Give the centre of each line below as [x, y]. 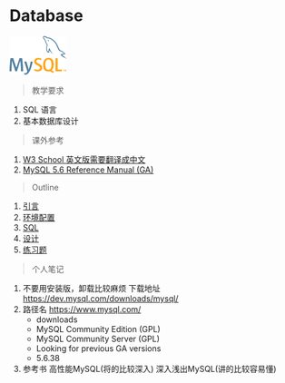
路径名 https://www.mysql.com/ [82, 309]
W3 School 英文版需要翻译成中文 [84, 160]
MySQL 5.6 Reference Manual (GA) [88, 170]
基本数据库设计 [50, 121]
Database [46, 16]
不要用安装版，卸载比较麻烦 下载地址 [91, 289]
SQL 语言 [39, 110]
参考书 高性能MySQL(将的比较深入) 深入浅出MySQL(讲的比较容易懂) [149, 369]
